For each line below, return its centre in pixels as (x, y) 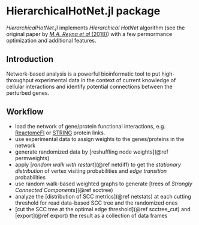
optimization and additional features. (52, 40)
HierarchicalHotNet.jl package (83, 11)
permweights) (32, 158)
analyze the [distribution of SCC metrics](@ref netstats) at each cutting (103, 196)
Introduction (30, 59)
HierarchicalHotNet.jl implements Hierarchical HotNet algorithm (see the (96, 28)
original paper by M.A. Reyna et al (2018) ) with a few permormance (89, 34)
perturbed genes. (28, 93)
